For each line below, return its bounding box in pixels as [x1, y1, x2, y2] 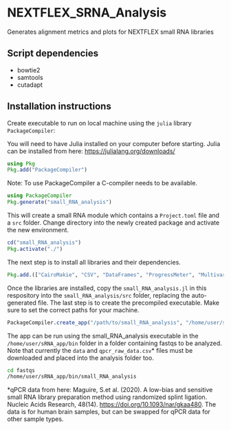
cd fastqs [7, 367, 36, 373]
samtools [16, 73, 43, 81]
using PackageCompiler [7, 192, 72, 199]
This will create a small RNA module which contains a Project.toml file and [7, 212, 220, 220]
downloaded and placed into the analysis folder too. [7, 354, 155, 362]
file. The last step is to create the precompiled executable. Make [37, 298, 220, 307]
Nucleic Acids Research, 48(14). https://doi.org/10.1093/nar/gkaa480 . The [7, 400, 217, 409]
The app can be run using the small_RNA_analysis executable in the [7, 331, 199, 340]
